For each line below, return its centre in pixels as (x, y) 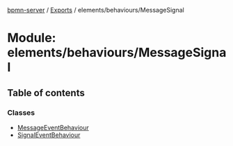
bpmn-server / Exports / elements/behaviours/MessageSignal (96, 10)
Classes (21, 112)
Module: (32, 38)
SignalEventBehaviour (49, 135)
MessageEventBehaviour (53, 127)
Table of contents (46, 93)
